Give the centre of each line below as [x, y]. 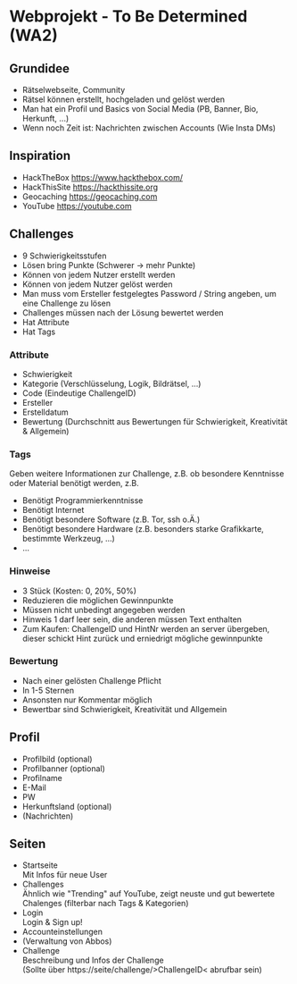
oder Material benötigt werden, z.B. [74, 484]
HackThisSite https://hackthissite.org [90, 187]
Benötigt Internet [53, 510]
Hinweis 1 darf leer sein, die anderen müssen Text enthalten [132, 619]
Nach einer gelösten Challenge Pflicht [92, 680]
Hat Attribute [45, 322]
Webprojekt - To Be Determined [128, 17]
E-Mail [34, 787]
